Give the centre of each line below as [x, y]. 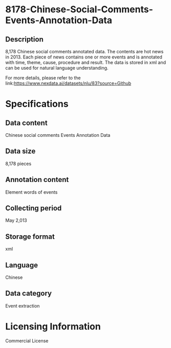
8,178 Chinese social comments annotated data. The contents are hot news [84, 52]
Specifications [37, 104]
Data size [20, 151]
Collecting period [34, 208]
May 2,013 [16, 220]
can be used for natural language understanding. [57, 68]
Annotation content [37, 180]
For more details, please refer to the [43, 78]
